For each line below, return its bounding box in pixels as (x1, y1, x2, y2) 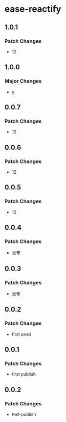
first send (11, 331, 31, 337)
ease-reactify (4, 3, 62, 15)
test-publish (11, 411, 36, 418)
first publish (11, 371, 36, 377)
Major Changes (4, 78, 42, 84)
